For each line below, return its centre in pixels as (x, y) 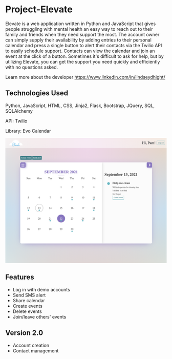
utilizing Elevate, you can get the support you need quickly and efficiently (83, 61)
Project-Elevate (39, 9)
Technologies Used (37, 93)
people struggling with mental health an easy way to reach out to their (79, 29)
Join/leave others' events (39, 316)
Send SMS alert (29, 295)
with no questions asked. (32, 67)
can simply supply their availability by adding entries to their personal (79, 40)
